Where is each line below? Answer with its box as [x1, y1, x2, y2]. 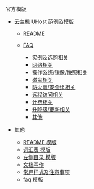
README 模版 [22, 139, 57, 145]
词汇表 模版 [22, 146, 51, 153]
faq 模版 [22, 176, 43, 183]
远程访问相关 [31, 91, 63, 98]
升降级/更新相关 [31, 106, 70, 113]
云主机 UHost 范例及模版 [14, 18, 74, 25]
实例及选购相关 [31, 54, 69, 61]
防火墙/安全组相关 [31, 83, 76, 91]
